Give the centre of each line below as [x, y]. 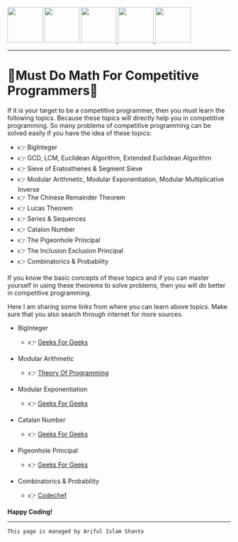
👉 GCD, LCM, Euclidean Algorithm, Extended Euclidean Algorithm [114, 158]
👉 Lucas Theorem [45, 208]
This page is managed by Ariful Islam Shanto [75, 531]
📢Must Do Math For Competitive [103, 76]
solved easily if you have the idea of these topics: [80, 133]
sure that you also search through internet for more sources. [95, 314]
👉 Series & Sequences [52, 218]
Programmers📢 [53, 91]
